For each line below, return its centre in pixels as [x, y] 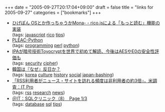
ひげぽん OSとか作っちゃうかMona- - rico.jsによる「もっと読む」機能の [86, 23]
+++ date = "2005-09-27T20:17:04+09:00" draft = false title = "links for [79, 7]
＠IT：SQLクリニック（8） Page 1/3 [49, 98]
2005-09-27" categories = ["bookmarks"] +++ [53, 12]
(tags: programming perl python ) [46, 45]
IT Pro [27, 87]
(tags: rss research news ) [38, 92]
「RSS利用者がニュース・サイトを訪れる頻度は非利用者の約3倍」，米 [82, 80]
